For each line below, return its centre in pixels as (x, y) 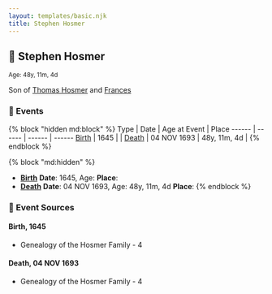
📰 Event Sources (41, 207)
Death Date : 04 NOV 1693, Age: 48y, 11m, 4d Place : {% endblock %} (136, 186)
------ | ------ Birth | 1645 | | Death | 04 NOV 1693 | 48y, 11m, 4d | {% (144, 137)
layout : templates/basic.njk (58, 16)
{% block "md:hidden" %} (52, 162)
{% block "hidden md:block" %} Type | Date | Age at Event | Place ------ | (132, 129)
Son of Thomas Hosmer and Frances (70, 90)
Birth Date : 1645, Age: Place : (69, 177)
